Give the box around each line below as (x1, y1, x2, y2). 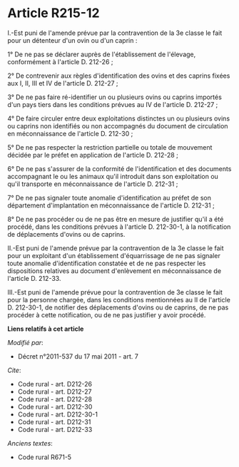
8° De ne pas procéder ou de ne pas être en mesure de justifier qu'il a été (7, 215, 224, 223)
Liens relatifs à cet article (7, 324, 84, 333)
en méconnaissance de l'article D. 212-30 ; (7, 129, 133, 138)
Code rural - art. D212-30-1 (17, 410, 98, 419)
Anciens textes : (7, 438, 54, 447)
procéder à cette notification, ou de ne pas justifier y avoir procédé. (7, 310, 206, 319)
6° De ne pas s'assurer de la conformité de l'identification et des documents (7, 164, 232, 173)
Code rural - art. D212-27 (17, 387, 92, 396)
